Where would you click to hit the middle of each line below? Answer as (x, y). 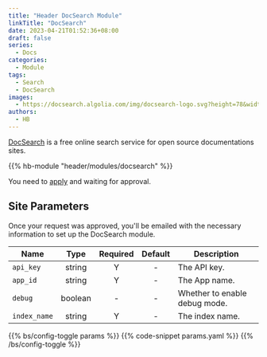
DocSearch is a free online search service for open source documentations (131, 142)
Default (156, 253)
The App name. (206, 280)
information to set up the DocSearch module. (82, 234)
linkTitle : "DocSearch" (48, 23)
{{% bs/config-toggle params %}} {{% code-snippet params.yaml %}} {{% (131, 335)
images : (21, 97)
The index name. (209, 316)
